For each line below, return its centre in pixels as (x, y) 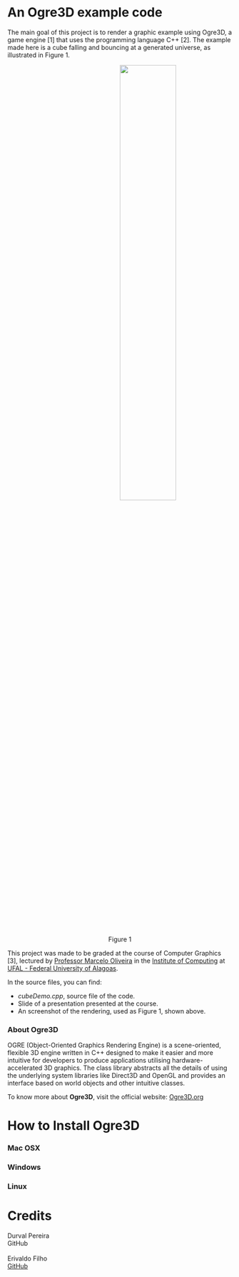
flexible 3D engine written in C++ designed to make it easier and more (111, 1053)
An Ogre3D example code (85, 12)
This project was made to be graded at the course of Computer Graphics (114, 953)
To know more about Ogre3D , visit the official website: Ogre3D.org (106, 1097)
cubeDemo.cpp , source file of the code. (76, 996)
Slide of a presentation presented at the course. (88, 1003)
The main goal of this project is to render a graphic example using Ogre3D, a (120, 32)
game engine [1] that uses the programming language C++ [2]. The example (119, 39)
